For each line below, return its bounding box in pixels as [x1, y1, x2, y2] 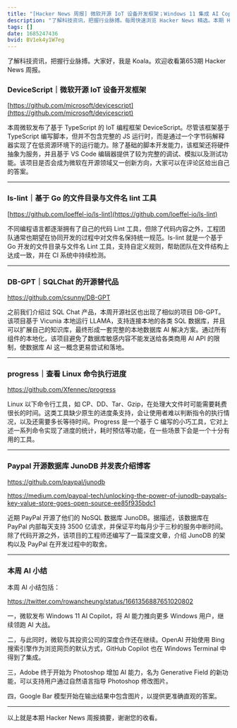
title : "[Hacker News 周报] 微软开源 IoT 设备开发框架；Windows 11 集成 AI [7, 10, 219, 18]
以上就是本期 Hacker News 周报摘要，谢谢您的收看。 [7, 713, 162, 722]
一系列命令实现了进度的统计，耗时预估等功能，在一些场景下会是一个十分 [13, 426, 224, 435]
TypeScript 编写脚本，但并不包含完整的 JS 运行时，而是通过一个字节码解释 [7, 132, 225, 141]
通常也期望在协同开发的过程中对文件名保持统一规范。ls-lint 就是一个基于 [13, 233, 224, 242]
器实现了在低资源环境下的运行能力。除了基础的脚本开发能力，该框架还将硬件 [7, 141, 230, 149]
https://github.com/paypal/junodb [7, 477, 106, 486]
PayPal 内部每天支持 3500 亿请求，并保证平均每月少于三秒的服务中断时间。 [7, 522, 227, 531]
